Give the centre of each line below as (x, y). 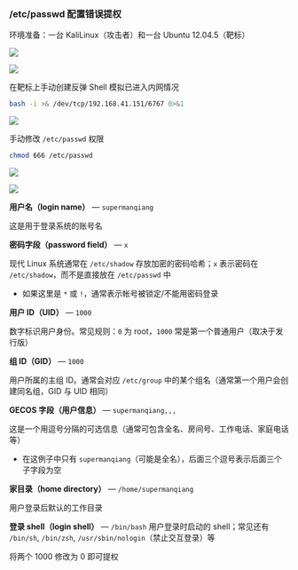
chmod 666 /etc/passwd (51, 156)
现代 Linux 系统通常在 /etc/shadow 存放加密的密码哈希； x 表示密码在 (134, 264)
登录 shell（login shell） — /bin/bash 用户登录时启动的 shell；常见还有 (139, 526)
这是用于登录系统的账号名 (56, 226)
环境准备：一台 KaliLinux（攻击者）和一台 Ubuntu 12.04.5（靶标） (129, 35)
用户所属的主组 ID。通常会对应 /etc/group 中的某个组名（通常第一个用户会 (145, 380)
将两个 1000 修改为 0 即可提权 (64, 557)
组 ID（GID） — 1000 (47, 361)
